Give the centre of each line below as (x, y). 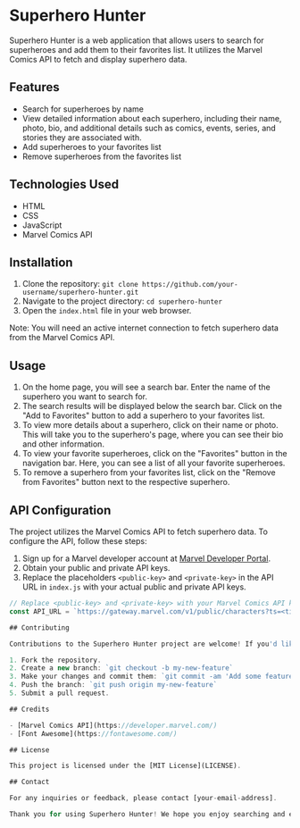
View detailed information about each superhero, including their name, (152, 118)
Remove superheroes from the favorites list (101, 156)
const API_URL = (39, 611)
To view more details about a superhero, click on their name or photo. (150, 425)
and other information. (63, 444)
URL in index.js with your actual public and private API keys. (134, 587)
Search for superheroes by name (83, 109)
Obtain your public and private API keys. (96, 568)
